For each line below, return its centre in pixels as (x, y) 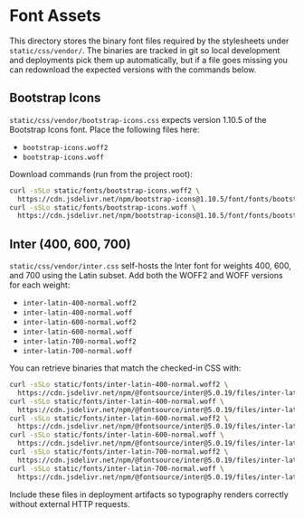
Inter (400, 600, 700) (70, 244)
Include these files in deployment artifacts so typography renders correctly (149, 494)
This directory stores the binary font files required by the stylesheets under (149, 41)
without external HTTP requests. (70, 504)
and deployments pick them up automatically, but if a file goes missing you (148, 60)
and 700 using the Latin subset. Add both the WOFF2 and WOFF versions (146, 276)
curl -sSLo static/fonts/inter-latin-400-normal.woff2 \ (119, 385)
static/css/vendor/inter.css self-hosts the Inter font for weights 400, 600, (151, 266)
